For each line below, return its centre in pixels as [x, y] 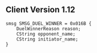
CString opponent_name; [46, 34]
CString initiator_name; [47, 39]
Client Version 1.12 [40, 10]
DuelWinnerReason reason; [49, 29]
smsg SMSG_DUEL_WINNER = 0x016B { [49, 23]
